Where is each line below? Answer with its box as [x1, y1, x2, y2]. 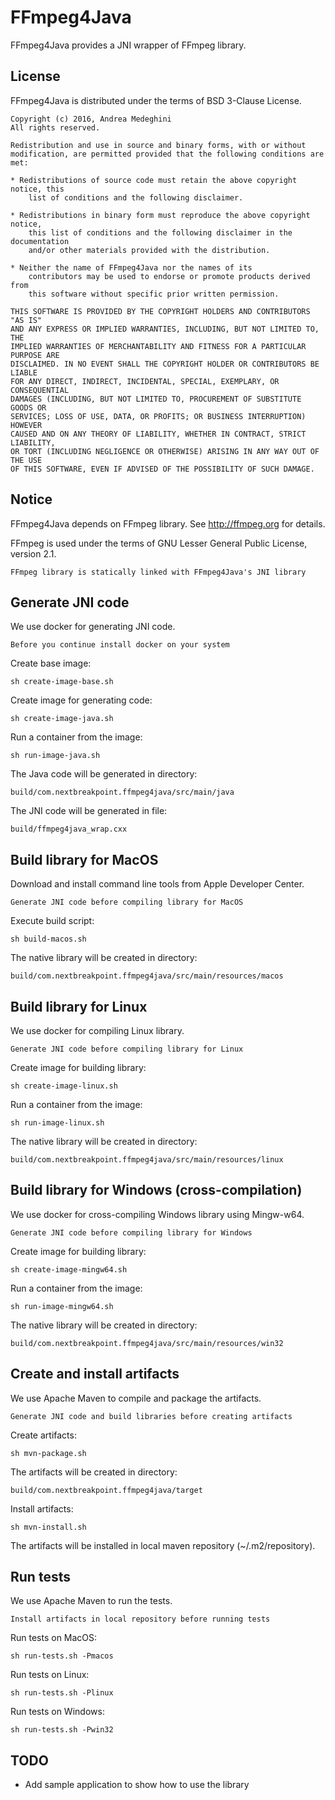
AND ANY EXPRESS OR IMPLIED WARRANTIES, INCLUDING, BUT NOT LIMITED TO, [10, 324, 320, 334]
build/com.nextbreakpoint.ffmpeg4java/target [10, 1485, 203, 1495]
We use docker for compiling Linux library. [10, 1025, 185, 1036]
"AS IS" [10, 315, 43, 325]
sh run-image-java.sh [10, 751, 101, 761]
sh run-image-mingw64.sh [10, 1301, 114, 1311]
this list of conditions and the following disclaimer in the [28, 227, 293, 238]
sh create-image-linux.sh [10, 1081, 118, 1091]
